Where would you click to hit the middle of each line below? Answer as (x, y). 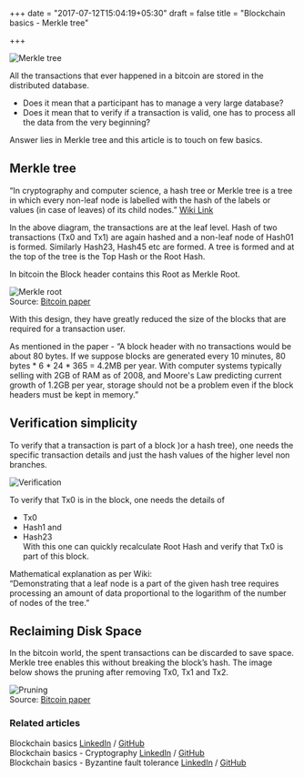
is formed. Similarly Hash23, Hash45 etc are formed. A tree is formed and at (152, 247)
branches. (28, 464)
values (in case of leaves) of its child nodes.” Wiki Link (111, 209)
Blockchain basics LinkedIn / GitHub (77, 743)
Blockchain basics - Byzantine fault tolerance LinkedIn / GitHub (128, 762)
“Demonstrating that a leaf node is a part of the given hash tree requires (144, 583)
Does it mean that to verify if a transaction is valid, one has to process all (159, 112)
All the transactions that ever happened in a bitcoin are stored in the (137, 76)
